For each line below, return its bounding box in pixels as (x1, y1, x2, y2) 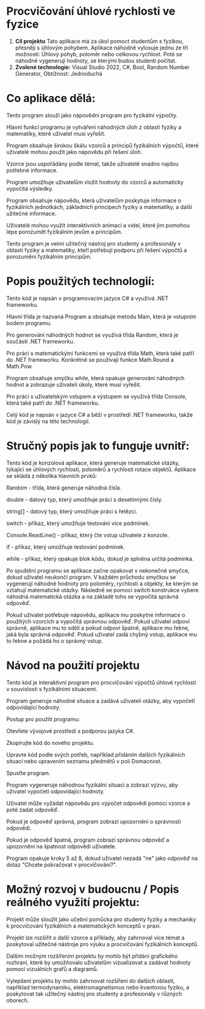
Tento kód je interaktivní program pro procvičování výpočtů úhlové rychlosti (6, 678, 196, 686)
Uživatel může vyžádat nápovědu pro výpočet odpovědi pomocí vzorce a (6, 799, 190, 807)
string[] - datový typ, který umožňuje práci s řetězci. (6, 507, 138, 515)
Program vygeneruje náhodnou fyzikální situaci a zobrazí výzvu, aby (6, 781, 178, 788)
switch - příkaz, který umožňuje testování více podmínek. (6, 519, 151, 527)
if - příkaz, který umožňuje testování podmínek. (6, 543, 125, 551)
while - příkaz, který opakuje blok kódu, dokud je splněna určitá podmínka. (6, 555, 194, 562)
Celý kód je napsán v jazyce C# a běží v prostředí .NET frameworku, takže (6, 411, 193, 418)
